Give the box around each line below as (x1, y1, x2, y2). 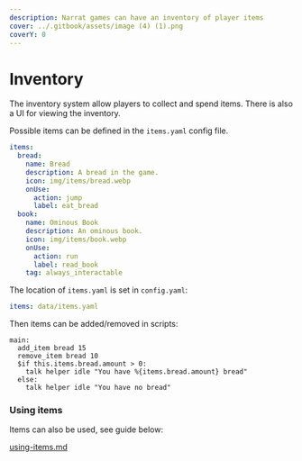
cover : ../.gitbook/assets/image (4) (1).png (9, 22, 183, 31)
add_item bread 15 (17, 344, 87, 353)
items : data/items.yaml (9, 303, 99, 312)
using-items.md (9, 442, 68, 453)
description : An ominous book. (25, 227, 143, 236)
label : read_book (32, 260, 99, 269)
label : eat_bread (32, 202, 99, 211)
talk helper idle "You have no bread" (25, 384, 171, 393)
